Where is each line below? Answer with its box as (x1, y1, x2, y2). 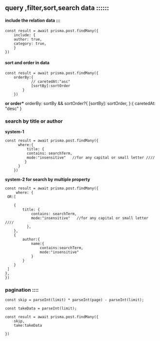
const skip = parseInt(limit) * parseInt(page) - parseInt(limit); (5, 298, 144, 303)
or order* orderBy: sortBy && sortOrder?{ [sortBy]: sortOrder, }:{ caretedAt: (5, 100, 156, 106)
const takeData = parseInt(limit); (5, 306, 77, 311)
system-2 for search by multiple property (5, 177, 91, 182)
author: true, (14, 36, 42, 42)
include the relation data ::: (5, 17, 61, 23)
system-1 (5, 129, 24, 135)
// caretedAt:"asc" (31, 79, 70, 84)
